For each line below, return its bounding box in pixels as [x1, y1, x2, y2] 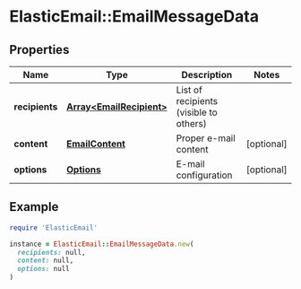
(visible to [176, 106, 218, 118]
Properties [9, 42, 70, 57]
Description [181, 69, 233, 81]
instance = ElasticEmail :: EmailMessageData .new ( [9, 240, 194, 249]
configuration [176, 169, 233, 181]
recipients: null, [17, 248, 87, 257]
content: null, [17, 256, 74, 266]
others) [176, 118, 208, 129]
